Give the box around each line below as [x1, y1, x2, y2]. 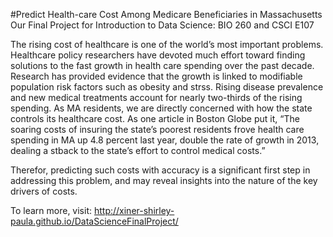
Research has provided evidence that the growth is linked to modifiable [10, 70, 303, 82]
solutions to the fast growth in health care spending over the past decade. [10, 60, 315, 71]
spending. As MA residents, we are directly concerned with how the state [10, 102, 313, 114]
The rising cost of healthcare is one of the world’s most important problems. [10, 39, 324, 50]
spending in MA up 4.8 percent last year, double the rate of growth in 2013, [10, 134, 320, 146]
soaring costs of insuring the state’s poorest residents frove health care [10, 124, 305, 135]
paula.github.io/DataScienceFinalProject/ [10, 215, 179, 227]
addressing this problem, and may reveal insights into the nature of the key [10, 175, 318, 186]
